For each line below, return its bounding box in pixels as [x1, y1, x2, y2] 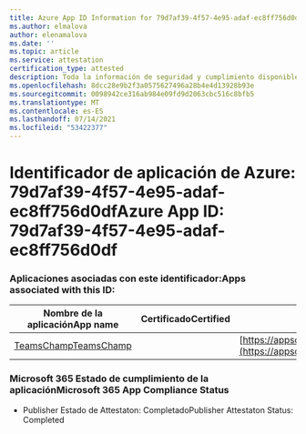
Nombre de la [43, 307, 103, 319]
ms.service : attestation [9, 56, 104, 65]
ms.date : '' [9, 38, 55, 48]
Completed [22, 414, 65, 425]
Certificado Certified [140, 313, 230, 326]
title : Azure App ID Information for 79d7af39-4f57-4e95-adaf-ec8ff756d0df [9, 13, 303, 23]
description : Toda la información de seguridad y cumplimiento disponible [9, 73, 300, 82]
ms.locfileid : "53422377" [9, 124, 107, 133]
